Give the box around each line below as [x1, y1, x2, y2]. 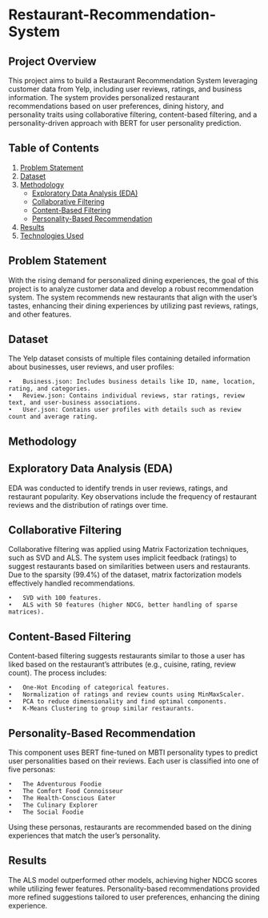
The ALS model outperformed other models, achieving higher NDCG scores [8, 875, 258, 884]
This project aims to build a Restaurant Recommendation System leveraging [8, 76, 258, 85]
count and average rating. [8, 413, 98, 421]
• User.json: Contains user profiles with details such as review [8, 406, 242, 414]
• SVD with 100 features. [8, 594, 102, 602]
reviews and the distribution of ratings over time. [8, 500, 168, 509]
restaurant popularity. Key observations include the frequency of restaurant [8, 491, 258, 501]
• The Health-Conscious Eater [8, 795, 116, 803]
